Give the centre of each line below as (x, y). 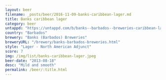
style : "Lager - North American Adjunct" (48, 47)
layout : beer (19, 10)
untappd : (14, 28)
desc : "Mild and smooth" (31, 65)
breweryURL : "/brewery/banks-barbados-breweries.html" (63, 42)
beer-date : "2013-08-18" (31, 61)
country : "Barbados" (26, 33)
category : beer (21, 24)
